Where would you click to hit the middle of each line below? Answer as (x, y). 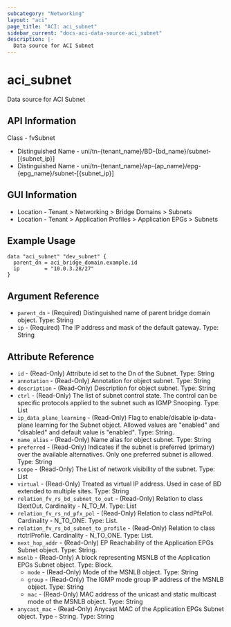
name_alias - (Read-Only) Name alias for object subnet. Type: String (114, 440)
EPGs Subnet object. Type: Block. (65, 565)
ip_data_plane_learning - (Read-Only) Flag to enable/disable (104, 417)
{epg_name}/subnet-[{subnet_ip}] (65, 173)
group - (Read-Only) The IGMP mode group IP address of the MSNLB (126, 580)
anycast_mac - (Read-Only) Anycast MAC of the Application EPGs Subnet (121, 609)
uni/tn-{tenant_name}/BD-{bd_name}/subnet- (146, 151)
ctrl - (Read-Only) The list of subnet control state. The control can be (117, 395)
